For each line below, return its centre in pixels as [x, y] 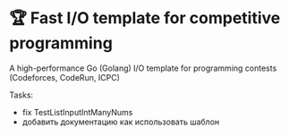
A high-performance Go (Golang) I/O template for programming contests [143, 68]
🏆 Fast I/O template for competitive [145, 18]
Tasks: [21, 95]
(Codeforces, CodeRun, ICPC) [65, 77]
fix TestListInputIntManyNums [77, 112]
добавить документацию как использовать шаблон [121, 122]
